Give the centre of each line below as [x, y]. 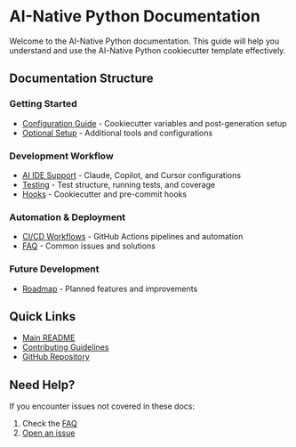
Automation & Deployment [68, 217]
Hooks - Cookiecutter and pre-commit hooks [104, 194]
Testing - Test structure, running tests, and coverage [119, 184]
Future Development [54, 269]
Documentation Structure [81, 79]
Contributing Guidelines [65, 347]
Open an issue [48, 433]
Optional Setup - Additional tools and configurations [117, 133]
